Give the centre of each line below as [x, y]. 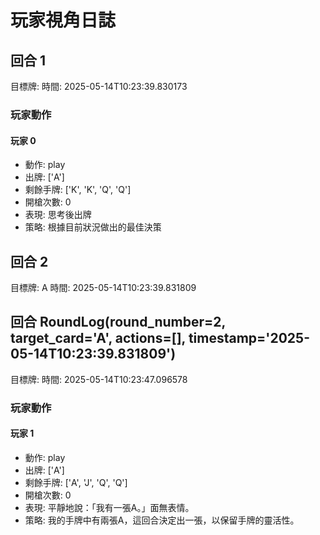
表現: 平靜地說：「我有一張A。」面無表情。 [109, 507]
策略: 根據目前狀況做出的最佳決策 [93, 227]
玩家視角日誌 [63, 20]
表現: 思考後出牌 [58, 215]
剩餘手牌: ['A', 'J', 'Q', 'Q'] [76, 482]
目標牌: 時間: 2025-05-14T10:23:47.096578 [99, 379]
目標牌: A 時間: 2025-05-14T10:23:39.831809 [103, 287]
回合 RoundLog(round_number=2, [118, 322]
